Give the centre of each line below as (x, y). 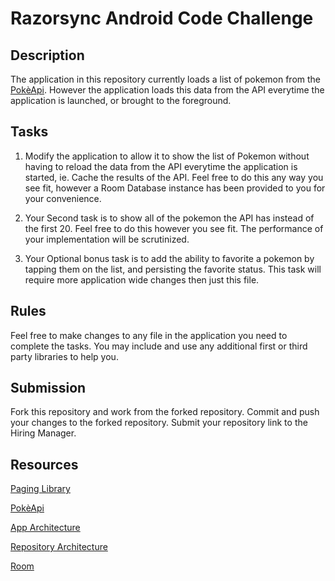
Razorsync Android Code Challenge (162, 18)
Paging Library (40, 489)
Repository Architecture (59, 547)
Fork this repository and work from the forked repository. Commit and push (165, 412)
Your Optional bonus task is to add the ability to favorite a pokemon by (169, 258)
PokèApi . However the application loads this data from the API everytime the (167, 90)
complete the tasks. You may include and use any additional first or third (159, 346)
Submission (48, 388)
